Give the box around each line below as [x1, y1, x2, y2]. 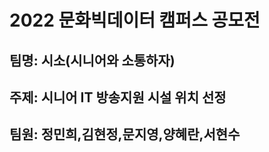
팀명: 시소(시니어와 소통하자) [9, 52, 176, 69]
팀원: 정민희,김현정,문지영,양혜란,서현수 [9, 126, 241, 143]
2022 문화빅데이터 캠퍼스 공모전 [9, 9, 261, 32]
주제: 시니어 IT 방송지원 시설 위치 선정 [9, 89, 227, 106]
